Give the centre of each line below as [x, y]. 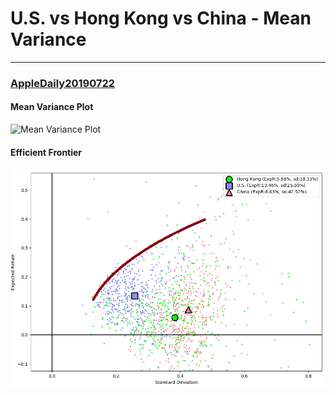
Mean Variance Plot [52, 107]
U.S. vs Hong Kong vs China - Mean [161, 18]
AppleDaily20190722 [63, 83]
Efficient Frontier [46, 152]
